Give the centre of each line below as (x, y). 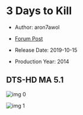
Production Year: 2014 (42, 61)
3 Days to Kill (39, 11)
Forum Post (29, 38)
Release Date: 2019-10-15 (46, 50)
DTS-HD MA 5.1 (35, 80)
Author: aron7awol (37, 27)
